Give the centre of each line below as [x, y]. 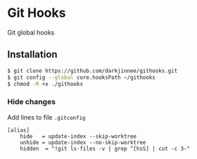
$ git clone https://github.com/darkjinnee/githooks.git [93, 71]
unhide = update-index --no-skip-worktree [83, 142]
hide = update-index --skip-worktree [78, 136]
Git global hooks [31, 32]
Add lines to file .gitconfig [46, 117]
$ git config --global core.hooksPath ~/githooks [82, 77]
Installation [32, 55]
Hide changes [32, 102]
